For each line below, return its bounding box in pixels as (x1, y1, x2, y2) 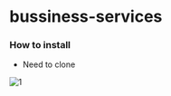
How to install (9, 39, 71, 52)
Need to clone (22, 59, 76, 70)
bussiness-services (9, 6, 163, 27)
